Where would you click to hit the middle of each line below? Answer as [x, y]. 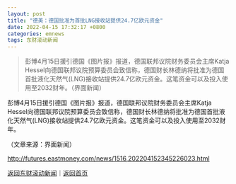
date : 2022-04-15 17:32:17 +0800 [57, 27]
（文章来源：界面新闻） [41, 144]
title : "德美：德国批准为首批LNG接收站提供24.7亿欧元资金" [85, 21]
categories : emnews [36, 34]
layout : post [26, 14]
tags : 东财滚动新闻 [33, 40]
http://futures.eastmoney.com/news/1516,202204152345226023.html [108, 159]
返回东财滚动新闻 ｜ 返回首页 [48, 173]
